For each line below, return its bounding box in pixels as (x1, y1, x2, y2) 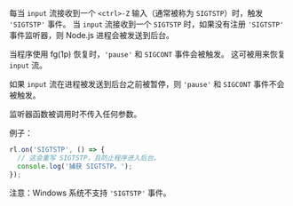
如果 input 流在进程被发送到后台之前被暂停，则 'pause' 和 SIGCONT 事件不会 (9, 79, 285, 89)
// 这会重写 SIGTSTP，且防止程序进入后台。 (17, 154, 161, 162)
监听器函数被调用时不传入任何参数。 (9, 109, 142, 119)
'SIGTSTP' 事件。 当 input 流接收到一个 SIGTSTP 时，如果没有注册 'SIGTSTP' (9, 19, 284, 29)
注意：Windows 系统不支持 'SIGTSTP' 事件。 (9, 187, 171, 198)
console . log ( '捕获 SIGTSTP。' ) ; (17, 162, 133, 170)
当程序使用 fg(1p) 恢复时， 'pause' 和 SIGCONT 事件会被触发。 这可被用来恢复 (9, 49, 286, 59)
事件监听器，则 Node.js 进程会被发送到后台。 (9, 30, 175, 40)
